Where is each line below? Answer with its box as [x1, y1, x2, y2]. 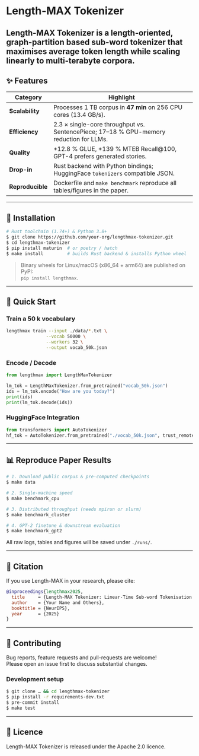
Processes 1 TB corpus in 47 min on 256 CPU [53, 103, 182, 112]
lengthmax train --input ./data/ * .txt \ [6, 328, 108, 334]
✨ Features [6, 75, 48, 85]
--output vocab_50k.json [46, 344, 108, 351]
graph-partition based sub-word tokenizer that [6, 37, 183, 47]
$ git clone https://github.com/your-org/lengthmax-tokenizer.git [6, 234, 174, 240]
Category [14, 93, 43, 101]
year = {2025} [11, 611, 60, 617]
